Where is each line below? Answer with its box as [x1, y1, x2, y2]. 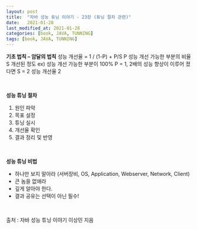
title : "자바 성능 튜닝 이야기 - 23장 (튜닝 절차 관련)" [6, 14, 131, 20]
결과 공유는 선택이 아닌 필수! [14, 192, 79, 199]
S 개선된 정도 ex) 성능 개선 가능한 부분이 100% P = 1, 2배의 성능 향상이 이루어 [6, 60, 185, 67]
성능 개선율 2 [31, 68, 62, 74]
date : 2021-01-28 [6, 19, 54, 25]
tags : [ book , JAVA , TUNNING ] [6, 36, 78, 42]
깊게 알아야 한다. [14, 185, 53, 192]
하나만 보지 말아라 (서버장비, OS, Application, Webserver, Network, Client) [14, 171, 190, 177]
